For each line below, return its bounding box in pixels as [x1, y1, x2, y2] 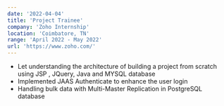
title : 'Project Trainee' [7, 17, 83, 24]
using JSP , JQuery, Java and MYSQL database [17, 69, 156, 78]
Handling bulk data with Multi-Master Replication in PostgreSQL [17, 85, 203, 93]
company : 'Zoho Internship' [7, 23, 90, 30]
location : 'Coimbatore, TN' [7, 29, 90, 37]
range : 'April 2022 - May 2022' [7, 37, 102, 44]
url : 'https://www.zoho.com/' [7, 43, 97, 50]
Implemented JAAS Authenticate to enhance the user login [17, 77, 188, 85]
